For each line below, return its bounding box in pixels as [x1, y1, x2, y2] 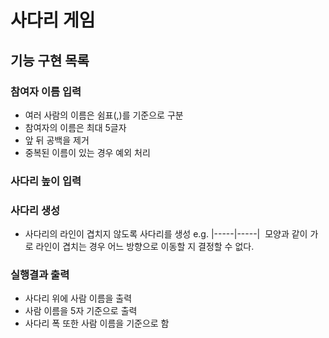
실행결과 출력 [10, 268, 70, 282]
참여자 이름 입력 [10, 84, 82, 98]
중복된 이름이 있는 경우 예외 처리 [24, 146, 151, 158]
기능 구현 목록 [10, 52, 90, 69]
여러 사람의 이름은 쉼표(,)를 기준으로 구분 [24, 109, 184, 121]
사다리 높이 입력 [10, 174, 82, 188]
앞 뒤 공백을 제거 [24, 134, 90, 146]
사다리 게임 [10, 9, 96, 32]
